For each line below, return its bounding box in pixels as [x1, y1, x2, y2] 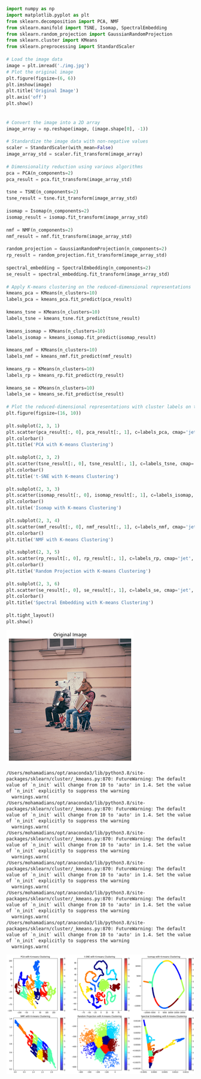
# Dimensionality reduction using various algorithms [6, 164, 144, 170]
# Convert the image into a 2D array [6, 119, 100, 125]
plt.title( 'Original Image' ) [6, 88, 79, 94]
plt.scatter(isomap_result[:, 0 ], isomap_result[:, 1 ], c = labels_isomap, [6, 492, 194, 498]
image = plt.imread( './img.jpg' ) [6, 62, 90, 68]
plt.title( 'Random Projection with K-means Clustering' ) [6, 568, 151, 574]
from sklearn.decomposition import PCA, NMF [6, 18, 119, 25]
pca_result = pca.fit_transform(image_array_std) [6, 176, 133, 182]
